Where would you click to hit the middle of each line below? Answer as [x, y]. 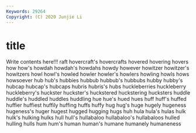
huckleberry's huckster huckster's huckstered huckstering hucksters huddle [98, 93]
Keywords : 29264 [26, 11]
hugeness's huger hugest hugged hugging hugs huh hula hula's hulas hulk [96, 111]
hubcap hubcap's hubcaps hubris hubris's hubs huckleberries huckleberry [96, 87]
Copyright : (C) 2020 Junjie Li [44, 17]
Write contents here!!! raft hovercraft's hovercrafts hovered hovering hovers [97, 62]
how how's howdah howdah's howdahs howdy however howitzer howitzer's [98, 68]
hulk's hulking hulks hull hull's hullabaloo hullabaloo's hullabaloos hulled [93, 118]
